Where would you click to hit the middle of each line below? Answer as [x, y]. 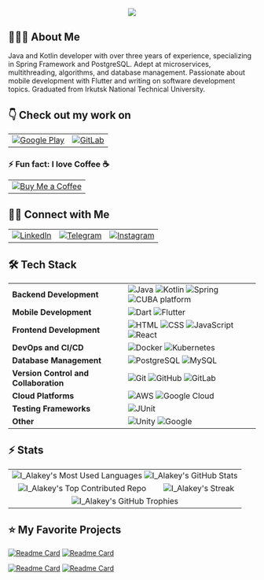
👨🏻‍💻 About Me [44, 37]
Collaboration [38, 382]
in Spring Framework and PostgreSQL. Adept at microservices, [110, 65]
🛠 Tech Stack [42, 264]
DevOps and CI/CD [48, 347]
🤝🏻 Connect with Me [59, 214]
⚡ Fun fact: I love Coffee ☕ [59, 164]
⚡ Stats [26, 451]
